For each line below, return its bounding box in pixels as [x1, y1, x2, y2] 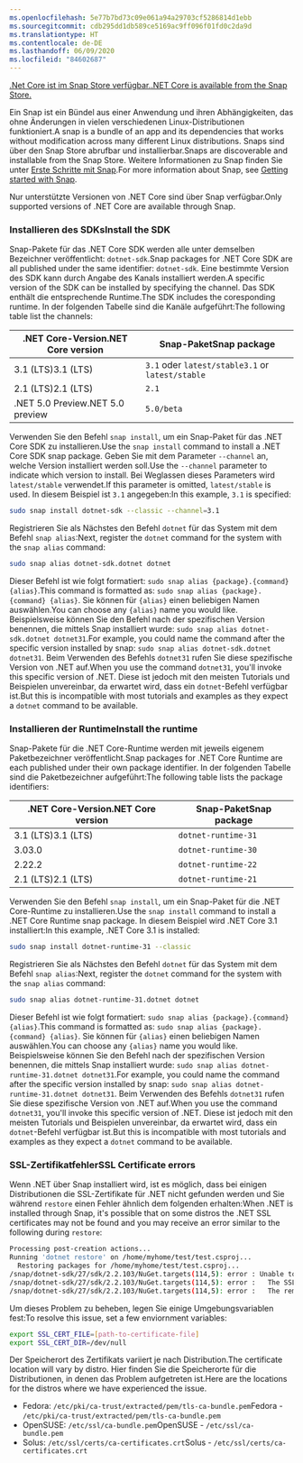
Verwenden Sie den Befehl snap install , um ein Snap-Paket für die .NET [9, 896, 281, 907]
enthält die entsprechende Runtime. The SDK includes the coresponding [9, 292, 276, 303]
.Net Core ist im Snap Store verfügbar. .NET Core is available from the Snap [9, 80, 288, 90]
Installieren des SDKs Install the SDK [9, 223, 171, 235]
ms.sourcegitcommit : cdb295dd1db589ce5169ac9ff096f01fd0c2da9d [9, 22, 252, 31]
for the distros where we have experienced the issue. [9, 1383, 207, 1394]
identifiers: [9, 782, 50, 792]
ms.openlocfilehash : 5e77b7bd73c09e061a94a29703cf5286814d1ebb [9, 13, 252, 23]
